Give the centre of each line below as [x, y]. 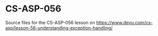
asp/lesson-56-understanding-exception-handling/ [59, 27]
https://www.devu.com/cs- [124, 22]
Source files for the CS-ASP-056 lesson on [50, 22]
